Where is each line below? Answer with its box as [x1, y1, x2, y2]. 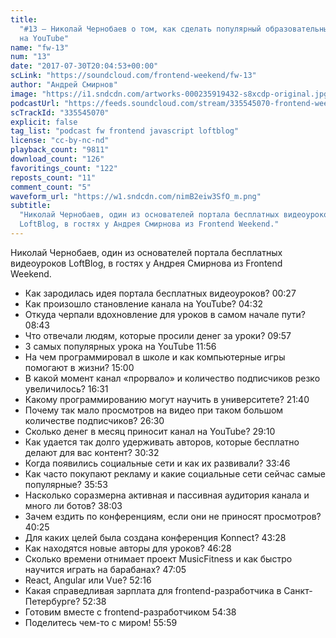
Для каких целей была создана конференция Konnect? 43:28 [24, 531, 287, 543]
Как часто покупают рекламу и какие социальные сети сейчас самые [24, 467, 326, 480]
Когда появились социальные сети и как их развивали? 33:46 [24, 457, 291, 469]
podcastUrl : [10, 98, 60, 108]
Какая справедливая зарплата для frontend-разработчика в [24, 584, 282, 596]
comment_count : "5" [10, 182, 92, 192]
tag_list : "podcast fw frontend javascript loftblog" [10, 126, 240, 136]
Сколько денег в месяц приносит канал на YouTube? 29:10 [24, 425, 276, 437]
